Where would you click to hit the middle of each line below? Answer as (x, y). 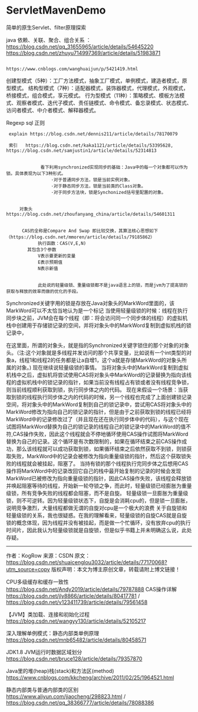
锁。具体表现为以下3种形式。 (36, 173)
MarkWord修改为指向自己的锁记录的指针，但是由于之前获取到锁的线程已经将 (99, 412)
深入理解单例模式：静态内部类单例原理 (52, 633)
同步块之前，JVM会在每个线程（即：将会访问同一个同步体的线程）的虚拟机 (97, 318)
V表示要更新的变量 (57, 256)
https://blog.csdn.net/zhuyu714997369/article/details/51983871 (83, 53)
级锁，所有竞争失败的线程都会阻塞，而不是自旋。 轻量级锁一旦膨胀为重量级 (97, 493)
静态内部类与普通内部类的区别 (42, 690)
